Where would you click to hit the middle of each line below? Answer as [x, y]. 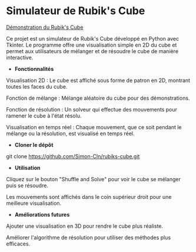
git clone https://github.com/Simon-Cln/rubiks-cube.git [73, 156]
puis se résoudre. [27, 185]
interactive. [20, 57]
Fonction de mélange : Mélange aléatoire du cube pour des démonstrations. [98, 98]
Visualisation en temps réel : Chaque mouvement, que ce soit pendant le [94, 127]
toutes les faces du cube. [37, 86]
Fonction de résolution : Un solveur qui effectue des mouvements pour [92, 109]
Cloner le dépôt [34, 145]
